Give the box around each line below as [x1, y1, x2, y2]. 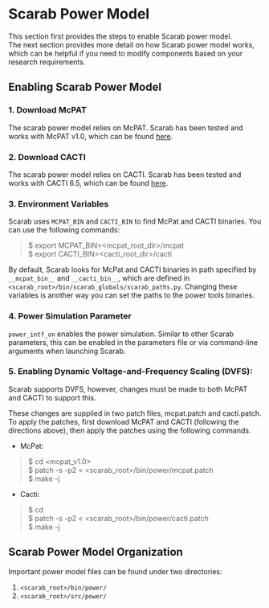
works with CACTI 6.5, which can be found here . [8, 178, 169, 187]
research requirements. [8, 57, 86, 67]
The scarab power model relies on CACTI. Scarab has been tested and [8, 170, 242, 179]
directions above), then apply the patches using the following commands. [8, 425, 251, 435]
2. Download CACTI [8, 151, 86, 162]
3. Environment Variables [8, 198, 109, 209]
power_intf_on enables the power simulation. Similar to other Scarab [8, 329, 234, 339]
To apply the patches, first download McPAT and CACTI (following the [8, 417, 239, 426]
